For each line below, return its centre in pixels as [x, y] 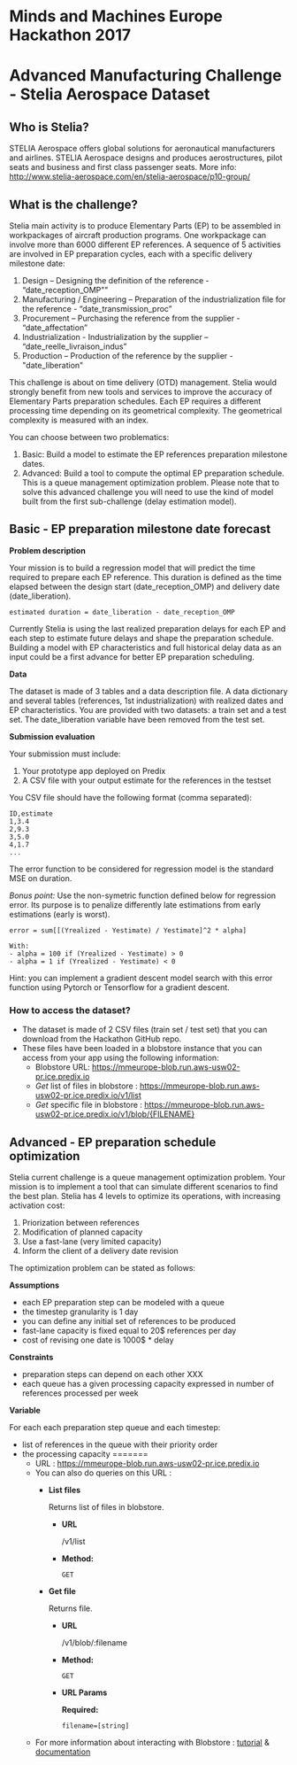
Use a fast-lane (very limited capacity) [91, 1241]
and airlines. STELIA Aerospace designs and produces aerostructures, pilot [146, 158]
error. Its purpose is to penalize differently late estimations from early [135, 904]
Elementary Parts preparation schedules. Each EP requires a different [135, 401]
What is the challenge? [74, 204]
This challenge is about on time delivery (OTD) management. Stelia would [143, 382]
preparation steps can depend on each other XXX [112, 1374]
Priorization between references [80, 1222]
